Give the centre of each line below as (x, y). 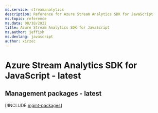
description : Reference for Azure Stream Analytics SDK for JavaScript (79, 14)
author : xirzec (20, 41)
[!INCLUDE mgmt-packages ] (34, 105)
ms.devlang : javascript (29, 37)
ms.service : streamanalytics (35, 9)
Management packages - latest (53, 94)
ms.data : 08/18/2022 (26, 23)
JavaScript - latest (43, 75)
